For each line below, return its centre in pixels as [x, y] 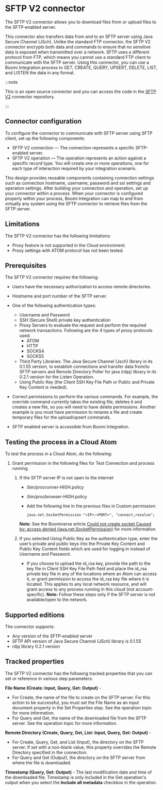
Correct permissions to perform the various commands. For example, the [85, 397]
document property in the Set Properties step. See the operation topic [82, 707]
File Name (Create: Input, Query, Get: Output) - [53, 688]
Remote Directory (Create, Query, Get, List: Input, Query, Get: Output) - [78, 733]
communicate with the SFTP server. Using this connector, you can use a [77, 62]
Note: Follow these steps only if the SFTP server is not [101, 595]
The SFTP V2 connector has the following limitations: [58, 236]
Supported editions [35, 615]
